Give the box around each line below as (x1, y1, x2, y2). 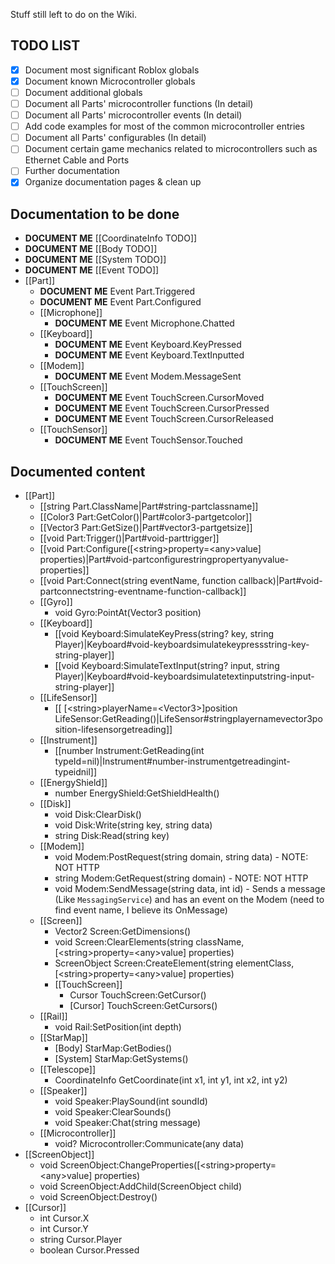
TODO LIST (10, 37, 81, 54)
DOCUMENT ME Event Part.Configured (39, 296, 202, 308)
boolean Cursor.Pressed (39, 1244, 140, 1256)
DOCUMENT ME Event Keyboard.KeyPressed (54, 339, 242, 351)
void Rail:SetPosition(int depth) (54, 1021, 182, 1033)
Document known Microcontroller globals (24, 75, 196, 87)
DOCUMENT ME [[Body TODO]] (24, 243, 158, 255)
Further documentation (24, 165, 120, 177)
